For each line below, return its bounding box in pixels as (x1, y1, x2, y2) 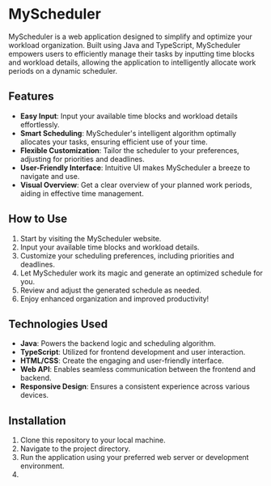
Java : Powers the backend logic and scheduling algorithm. (19, 339, 216, 348)
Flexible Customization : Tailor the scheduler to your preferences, (19, 145, 240, 155)
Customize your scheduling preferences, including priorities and (19, 250, 235, 260)
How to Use (8, 212, 68, 226)
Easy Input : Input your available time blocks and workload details (19, 111, 239, 121)
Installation (8, 414, 66, 428)
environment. (19, 461, 65, 471)
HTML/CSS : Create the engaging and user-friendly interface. (19, 356, 224, 365)
